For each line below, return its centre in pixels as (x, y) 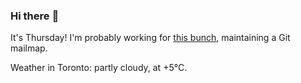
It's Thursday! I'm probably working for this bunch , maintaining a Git (150, 38)
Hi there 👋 (35, 16)
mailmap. (29, 48)
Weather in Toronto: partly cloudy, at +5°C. (99, 68)
